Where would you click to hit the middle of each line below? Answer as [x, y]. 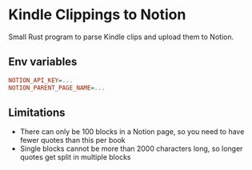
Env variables [43, 62]
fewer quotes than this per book [72, 140]
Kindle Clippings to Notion [97, 15]
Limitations [37, 112]
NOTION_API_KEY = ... [41, 80]
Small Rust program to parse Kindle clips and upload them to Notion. [121, 37]
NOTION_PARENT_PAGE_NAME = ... [57, 88]
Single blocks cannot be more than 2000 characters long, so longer [131, 148]
